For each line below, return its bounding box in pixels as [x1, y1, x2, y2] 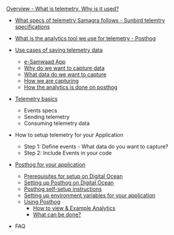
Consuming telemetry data [23, 120, 90, 127]
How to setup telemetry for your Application [14, 132, 124, 138]
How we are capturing [23, 78, 79, 84]
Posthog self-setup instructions [23, 186, 102, 192]
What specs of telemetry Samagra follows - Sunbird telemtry [14, 17, 165, 23]
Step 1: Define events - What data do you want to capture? [23, 143, 169, 150]
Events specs [23, 107, 58, 114]
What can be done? [32, 211, 82, 218]
